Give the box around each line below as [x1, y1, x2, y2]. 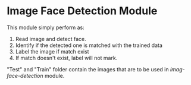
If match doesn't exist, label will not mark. [15, 54, 118, 61]
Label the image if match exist [15, 48, 89, 55]
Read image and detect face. [15, 35, 86, 42]
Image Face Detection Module [7, 4, 158, 18]
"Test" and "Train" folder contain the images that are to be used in [7, 65, 169, 73]
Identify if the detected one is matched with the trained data [15, 42, 163, 49]
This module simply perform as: [7, 24, 85, 31]
